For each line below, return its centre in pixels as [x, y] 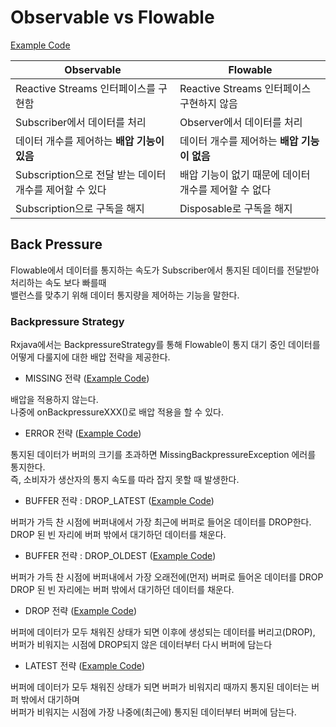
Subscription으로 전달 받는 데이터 [91, 174]
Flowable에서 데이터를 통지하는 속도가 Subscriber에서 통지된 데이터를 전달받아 [165, 270]
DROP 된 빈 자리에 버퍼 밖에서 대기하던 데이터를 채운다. [118, 535]
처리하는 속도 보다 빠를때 [58, 282]
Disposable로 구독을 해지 [236, 208]
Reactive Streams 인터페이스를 [85, 88]
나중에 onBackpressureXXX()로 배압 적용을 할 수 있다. [117, 412]
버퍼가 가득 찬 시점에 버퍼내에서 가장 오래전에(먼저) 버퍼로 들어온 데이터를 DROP [167, 577]
